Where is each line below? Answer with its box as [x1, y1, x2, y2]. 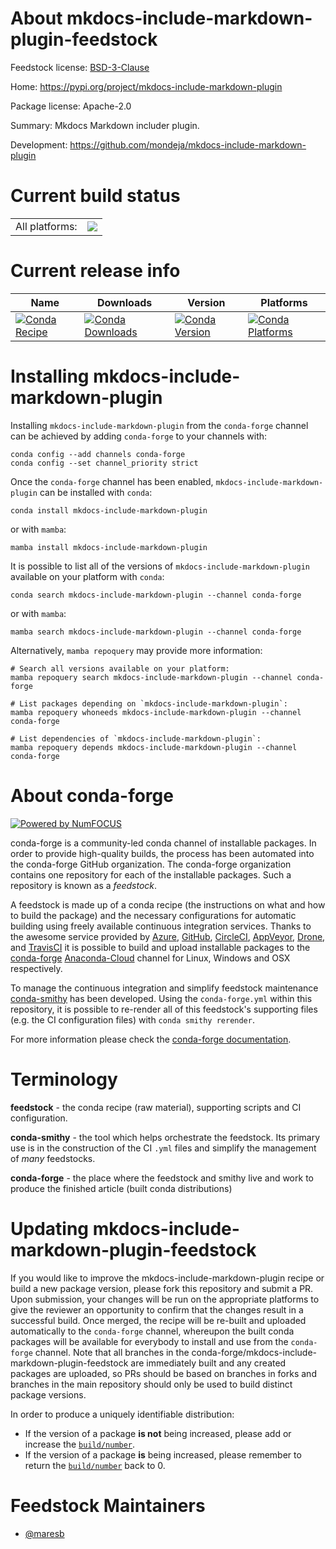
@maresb [24, 1527, 65, 1539]
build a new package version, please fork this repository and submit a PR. [10, 1282, 314, 1294]
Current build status [10, 185, 181, 207]
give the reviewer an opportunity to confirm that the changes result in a [10, 1303, 304, 1316]
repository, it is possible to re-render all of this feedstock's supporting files [10, 1003, 318, 1015]
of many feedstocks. [10, 1152, 96, 1164]
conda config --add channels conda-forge [10, 449, 186, 459]
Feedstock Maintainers [10, 1494, 206, 1517]
